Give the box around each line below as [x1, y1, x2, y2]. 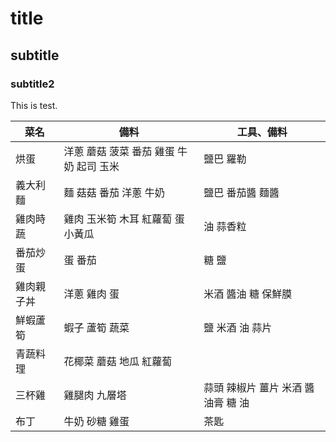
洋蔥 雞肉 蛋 [63, 287, 120, 301]
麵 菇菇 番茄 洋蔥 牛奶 [63, 185, 165, 199]
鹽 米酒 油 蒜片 [203, 320, 273, 334]
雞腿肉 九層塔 [63, 388, 127, 402]
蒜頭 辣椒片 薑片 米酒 [203, 380, 303, 394]
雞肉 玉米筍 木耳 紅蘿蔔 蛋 [63, 212, 185, 226]
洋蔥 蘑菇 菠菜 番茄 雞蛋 [63, 144, 175, 158]
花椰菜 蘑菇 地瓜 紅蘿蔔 [63, 354, 173, 368]
